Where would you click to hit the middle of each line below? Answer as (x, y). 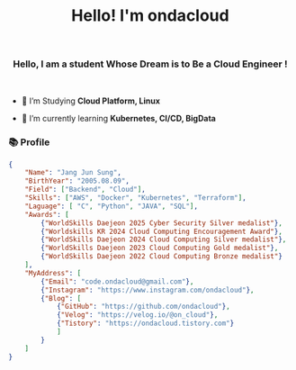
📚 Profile (29, 142)
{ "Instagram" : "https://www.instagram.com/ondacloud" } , (148, 290)
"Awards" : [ (47, 214)
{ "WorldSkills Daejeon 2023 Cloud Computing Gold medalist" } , (160, 248)
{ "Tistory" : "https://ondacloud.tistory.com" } (145, 324)
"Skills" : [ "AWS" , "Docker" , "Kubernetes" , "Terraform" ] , (135, 198)
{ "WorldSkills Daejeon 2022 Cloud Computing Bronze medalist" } (161, 257)
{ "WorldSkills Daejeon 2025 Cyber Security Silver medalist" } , (161, 223)
